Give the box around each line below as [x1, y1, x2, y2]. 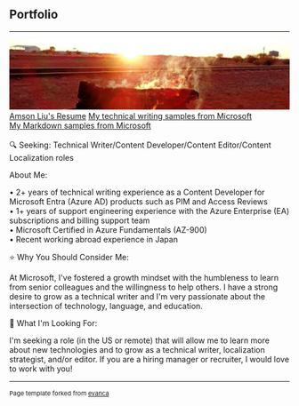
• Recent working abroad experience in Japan [9, 234, 178, 244]
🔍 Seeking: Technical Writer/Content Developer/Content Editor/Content [9, 139, 271, 150]
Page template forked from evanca [9, 388, 109, 398]
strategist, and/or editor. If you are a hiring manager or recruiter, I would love [9, 354, 290, 364]
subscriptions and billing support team [9, 215, 150, 226]
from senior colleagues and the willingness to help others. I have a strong [9, 282, 279, 292]
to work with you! [9, 363, 73, 374]
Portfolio [9, 7, 59, 22]
